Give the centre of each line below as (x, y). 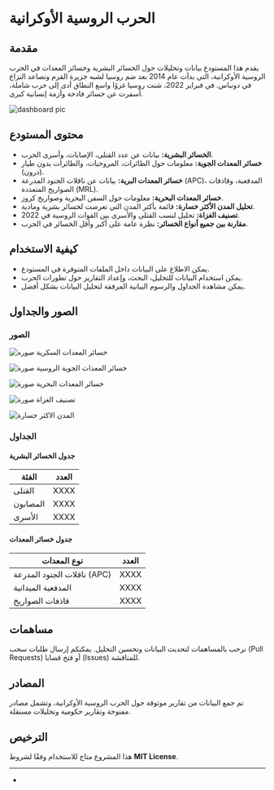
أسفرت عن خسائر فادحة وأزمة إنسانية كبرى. (76, 93)
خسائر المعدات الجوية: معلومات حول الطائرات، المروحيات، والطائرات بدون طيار (141, 163)
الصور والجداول (43, 312)
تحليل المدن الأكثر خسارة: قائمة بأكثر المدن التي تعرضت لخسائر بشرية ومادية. (138, 206)
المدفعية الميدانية (43, 588)
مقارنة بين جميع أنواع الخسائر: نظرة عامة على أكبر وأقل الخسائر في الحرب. (135, 224)
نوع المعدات (62, 560)
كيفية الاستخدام (43, 249)
